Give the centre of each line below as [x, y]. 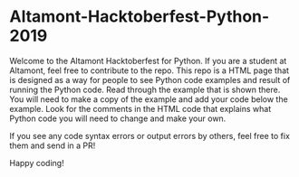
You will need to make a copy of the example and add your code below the [149, 99]
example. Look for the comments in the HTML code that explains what [140, 108]
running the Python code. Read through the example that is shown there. [145, 89]
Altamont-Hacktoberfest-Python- [140, 17]
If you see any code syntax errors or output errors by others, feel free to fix [149, 135]
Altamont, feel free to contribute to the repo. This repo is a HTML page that [149, 70]
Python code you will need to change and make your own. [118, 118]
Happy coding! [37, 163]
